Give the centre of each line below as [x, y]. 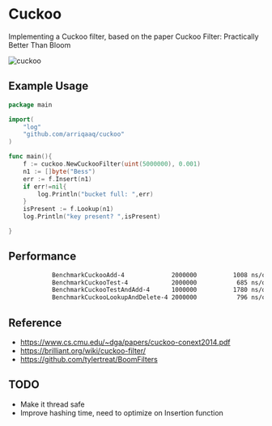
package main [30, 105]
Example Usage [49, 86]
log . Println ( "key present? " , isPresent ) [92, 217]
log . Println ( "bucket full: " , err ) [96, 194]
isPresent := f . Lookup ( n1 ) [68, 209]
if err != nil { [45, 187]
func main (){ [30, 157]
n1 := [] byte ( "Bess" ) [59, 171]
